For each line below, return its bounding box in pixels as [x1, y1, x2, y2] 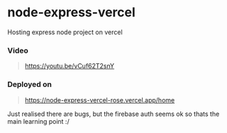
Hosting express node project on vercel [7, 28, 123, 36]
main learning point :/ [7, 117, 70, 125]
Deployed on [7, 80, 52, 90]
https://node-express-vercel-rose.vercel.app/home [24, 95, 175, 104]
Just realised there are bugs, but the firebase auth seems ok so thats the [7, 110, 220, 118]
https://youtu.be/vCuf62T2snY [24, 62, 115, 70]
